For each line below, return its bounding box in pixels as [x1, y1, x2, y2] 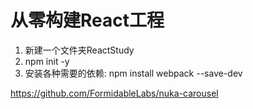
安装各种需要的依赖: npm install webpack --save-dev [24, 67, 243, 79]
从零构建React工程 [10, 9, 165, 32]
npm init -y [24, 55, 70, 67]
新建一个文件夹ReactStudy [24, 44, 135, 56]
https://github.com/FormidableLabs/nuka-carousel [10, 87, 219, 99]
